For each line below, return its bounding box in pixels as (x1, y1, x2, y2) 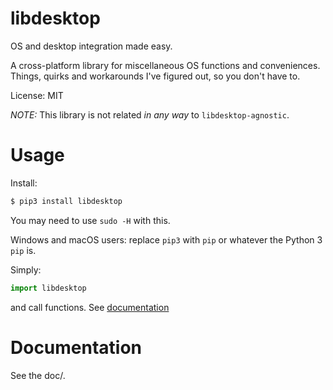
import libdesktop (10, 283, 87, 293)
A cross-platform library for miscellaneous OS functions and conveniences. (10, 59, 321, 71)
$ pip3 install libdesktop (10, 196, 123, 206)
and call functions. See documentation (10, 301, 170, 313)
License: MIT (10, 89, 64, 101)
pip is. (10, 244, 37, 256)
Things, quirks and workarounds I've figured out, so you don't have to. (10, 70, 301, 82)
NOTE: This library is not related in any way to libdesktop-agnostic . (10, 108, 290, 121)
